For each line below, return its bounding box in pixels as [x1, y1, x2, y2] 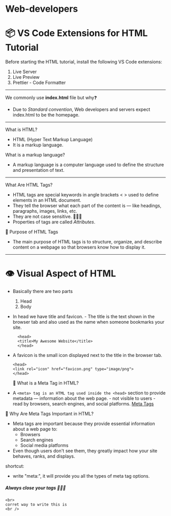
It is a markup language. [12, 142, 64, 148]
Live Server [12, 69, 37, 75]
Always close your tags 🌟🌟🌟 [5, 484, 66, 491]
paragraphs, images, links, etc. [12, 208, 77, 214]
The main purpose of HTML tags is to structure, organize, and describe [12, 239, 162, 245]
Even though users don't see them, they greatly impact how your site [12, 448, 158, 454]
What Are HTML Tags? [5, 182, 53, 188]
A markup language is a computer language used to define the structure [12, 162, 164, 168]
